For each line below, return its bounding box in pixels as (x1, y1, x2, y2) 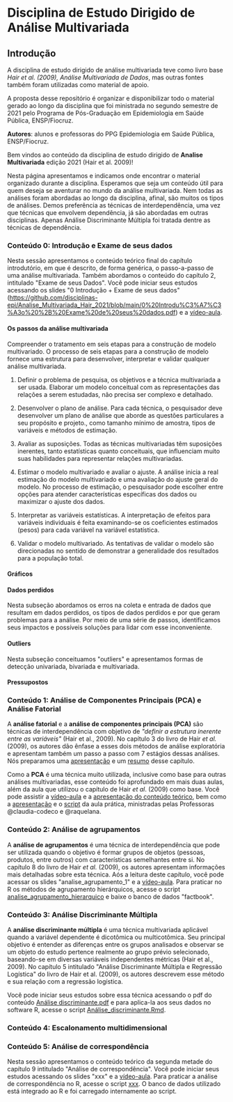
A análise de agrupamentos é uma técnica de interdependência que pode (7, 840, 220, 849)
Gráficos (7, 569, 33, 578)
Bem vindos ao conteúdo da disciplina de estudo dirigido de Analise (7, 151, 203, 159)
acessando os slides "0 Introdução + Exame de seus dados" (7, 286, 180, 294)
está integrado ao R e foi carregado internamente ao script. (7, 1087, 177, 1096)
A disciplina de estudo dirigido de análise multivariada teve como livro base (7, 66, 224, 74)
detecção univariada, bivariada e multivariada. (7, 662, 140, 670)
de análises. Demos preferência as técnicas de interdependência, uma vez (7, 201, 221, 210)
